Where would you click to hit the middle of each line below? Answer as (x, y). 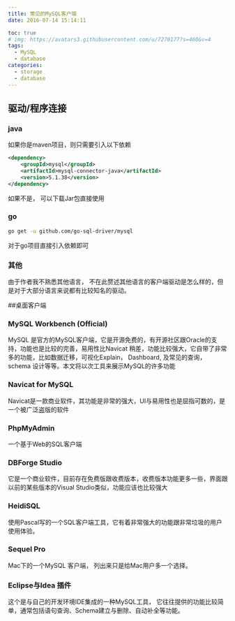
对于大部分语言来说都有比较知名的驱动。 (72, 291)
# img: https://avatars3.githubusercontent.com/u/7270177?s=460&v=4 (109, 39)
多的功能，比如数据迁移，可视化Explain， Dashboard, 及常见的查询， (107, 358)
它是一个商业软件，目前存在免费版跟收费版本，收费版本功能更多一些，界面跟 (118, 478)
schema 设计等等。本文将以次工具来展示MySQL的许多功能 (92, 366)
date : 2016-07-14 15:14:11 (47, 20)
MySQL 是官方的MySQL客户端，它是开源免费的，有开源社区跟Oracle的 (109, 340)
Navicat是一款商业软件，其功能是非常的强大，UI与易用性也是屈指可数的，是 (117, 401)
